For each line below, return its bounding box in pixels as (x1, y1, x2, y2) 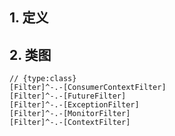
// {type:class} (9, 74, 77, 84)
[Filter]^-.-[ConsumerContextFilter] (9, 83, 167, 93)
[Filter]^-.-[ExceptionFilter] (9, 100, 140, 110)
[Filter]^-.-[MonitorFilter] (9, 109, 131, 119)
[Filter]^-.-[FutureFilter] (9, 91, 127, 102)
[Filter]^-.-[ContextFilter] (9, 118, 131, 128)
